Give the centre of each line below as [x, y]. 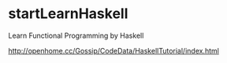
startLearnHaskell [68, 14]
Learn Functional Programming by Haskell [76, 35]
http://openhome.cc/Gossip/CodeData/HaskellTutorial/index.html [113, 50]
